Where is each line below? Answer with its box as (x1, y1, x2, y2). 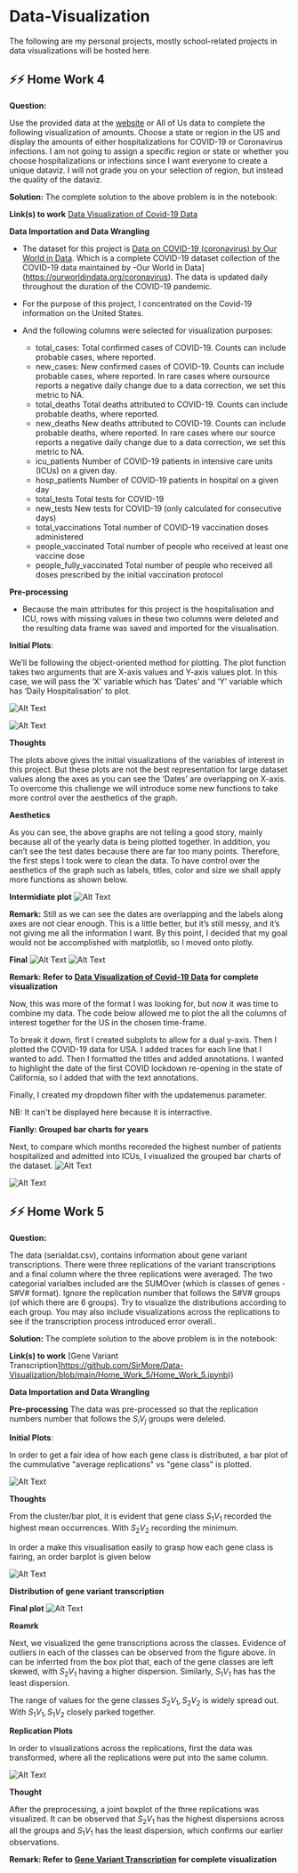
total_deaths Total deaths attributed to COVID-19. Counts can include (35, 399, 288, 409)
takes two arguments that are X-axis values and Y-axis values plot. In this (9, 666, 278, 677)
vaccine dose (35, 550, 85, 561)
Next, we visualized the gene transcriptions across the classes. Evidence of (9, 1637, 286, 1648)
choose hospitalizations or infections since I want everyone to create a (9, 155, 269, 166)
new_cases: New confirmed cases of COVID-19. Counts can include (35, 361, 285, 371)
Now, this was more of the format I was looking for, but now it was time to (9, 998, 278, 1009)
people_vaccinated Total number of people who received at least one (35, 540, 289, 551)
